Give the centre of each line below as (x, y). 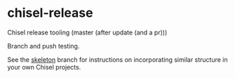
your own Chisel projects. (44, 67)
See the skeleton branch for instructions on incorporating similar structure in (117, 59)
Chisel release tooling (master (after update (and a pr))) (87, 32)
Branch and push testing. (43, 46)
